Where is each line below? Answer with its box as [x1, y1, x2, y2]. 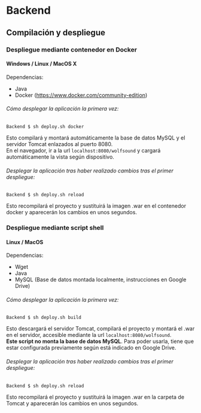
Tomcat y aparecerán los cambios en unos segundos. [6, 399, 139, 407]
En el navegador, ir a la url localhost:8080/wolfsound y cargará [6, 147, 161, 154]
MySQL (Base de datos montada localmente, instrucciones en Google [14, 276, 187, 283]
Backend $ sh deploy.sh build [6, 315, 82, 321]
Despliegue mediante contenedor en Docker [6, 45, 138, 54]
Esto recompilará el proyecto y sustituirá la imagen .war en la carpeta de [6, 393, 184, 400]
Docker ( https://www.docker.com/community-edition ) [14, 91, 148, 99]
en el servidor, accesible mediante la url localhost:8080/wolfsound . [6, 332, 172, 339]
